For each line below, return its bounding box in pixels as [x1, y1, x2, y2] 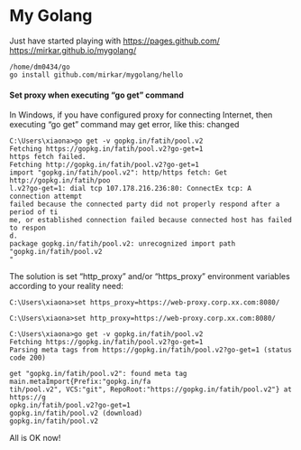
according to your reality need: [9, 281, 124, 292]
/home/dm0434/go [9, 62, 70, 71]
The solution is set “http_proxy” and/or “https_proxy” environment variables [9, 271, 290, 282]
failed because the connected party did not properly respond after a [9, 200, 280, 209]
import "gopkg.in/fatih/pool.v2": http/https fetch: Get [9, 168, 228, 177]
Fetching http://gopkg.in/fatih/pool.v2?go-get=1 [9, 160, 200, 170]
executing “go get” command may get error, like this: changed [9, 119, 240, 130]
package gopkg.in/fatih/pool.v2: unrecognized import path [9, 239, 236, 248]
